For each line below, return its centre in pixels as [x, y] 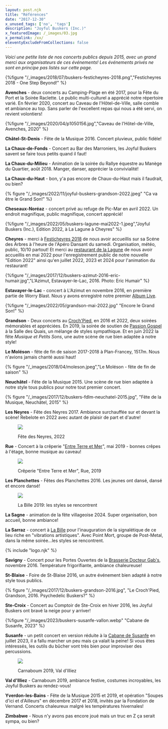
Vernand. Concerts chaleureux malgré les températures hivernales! [74, 706]
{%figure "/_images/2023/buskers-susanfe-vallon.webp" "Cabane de [77, 620]
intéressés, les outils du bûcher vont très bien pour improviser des [73, 646]
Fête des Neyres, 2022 [41, 436]
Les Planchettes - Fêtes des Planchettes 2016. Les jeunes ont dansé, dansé [84, 480]
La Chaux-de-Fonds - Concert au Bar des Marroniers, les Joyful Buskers [81, 148]
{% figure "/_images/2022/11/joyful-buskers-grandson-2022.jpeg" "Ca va [81, 194]
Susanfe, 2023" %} [25, 625]
